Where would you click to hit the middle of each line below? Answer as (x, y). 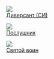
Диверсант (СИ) (27, 15)
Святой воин (22, 50)
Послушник (21, 32)
